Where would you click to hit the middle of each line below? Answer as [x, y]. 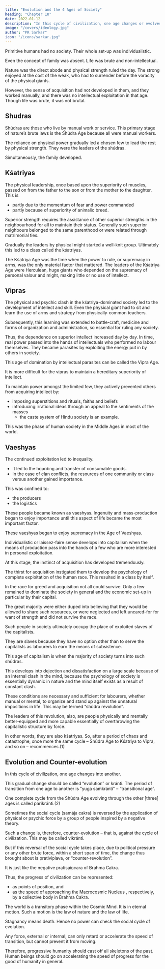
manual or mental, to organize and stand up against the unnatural [71, 701]
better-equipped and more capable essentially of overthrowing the [72, 722]
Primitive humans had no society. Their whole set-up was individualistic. [78, 51]
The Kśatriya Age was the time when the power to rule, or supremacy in [78, 259]
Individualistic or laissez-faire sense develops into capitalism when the [77, 543]
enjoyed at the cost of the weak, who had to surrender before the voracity [80, 75]
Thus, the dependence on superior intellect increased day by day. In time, [80, 337]
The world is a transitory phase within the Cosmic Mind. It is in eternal [76, 907]
